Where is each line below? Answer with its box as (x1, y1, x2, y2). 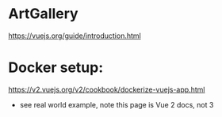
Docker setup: (8, 58, 104, 77)
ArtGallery (8, 5, 78, 23)
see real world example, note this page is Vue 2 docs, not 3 (19, 100, 214, 109)
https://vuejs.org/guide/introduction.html (8, 31, 141, 40)
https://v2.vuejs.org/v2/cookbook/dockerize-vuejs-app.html (8, 85, 205, 94)
